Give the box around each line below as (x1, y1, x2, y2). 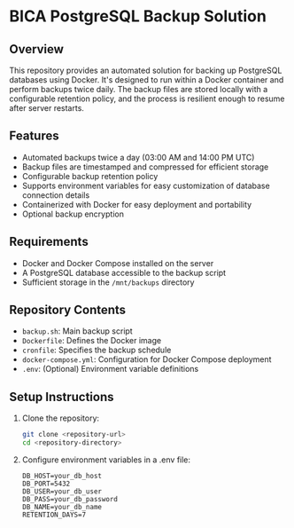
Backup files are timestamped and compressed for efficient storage (21, 162, 269, 172)
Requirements (9, 234, 89, 249)
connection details (21, 189, 90, 201)
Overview (9, 42, 65, 57)
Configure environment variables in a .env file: (21, 454, 191, 465)
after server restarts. (9, 103, 84, 113)
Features (9, 129, 59, 144)
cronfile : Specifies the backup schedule (21, 344, 172, 356)
